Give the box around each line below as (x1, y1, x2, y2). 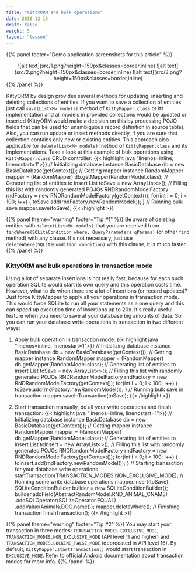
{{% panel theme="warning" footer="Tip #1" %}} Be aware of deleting (6, 216, 175, 223)
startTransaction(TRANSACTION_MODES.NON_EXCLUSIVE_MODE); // (14, 472, 184, 479)
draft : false (6, 22, 38, 28)
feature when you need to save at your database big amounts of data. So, (6, 312, 183, 320)
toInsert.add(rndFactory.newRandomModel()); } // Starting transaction (14, 460, 183, 467)
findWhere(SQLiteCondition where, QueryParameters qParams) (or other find (6, 229, 190, 236)
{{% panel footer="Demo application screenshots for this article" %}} (6, 51, 173, 58)
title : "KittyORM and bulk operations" (6, 9, 103, 15)
